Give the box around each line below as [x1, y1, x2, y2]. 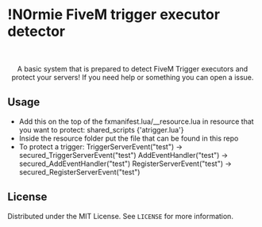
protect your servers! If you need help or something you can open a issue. [11, 72, 254, 82]
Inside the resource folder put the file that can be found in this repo [18, 133, 239, 143]
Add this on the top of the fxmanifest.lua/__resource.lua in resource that [18, 117, 255, 126]
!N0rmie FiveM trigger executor [7, 6, 220, 24]
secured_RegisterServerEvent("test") [18, 167, 141, 176]
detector [7, 22, 66, 40]
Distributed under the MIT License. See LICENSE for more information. [7, 211, 233, 221]
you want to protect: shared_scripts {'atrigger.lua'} [18, 125, 184, 134]
